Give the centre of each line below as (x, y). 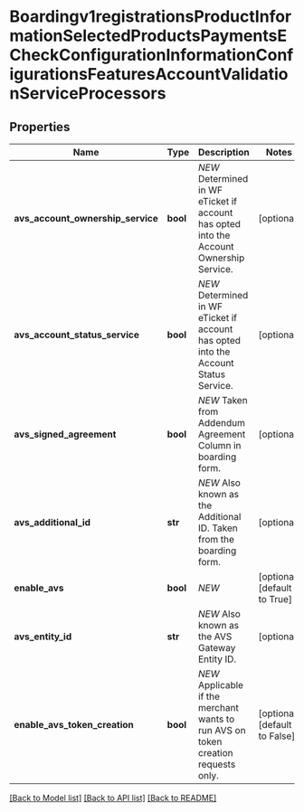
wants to (216, 719)
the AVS (215, 637)
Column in (219, 445)
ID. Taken (218, 528)
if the (209, 696)
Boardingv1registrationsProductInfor (151, 17)
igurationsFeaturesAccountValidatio (149, 75)
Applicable (221, 685)
